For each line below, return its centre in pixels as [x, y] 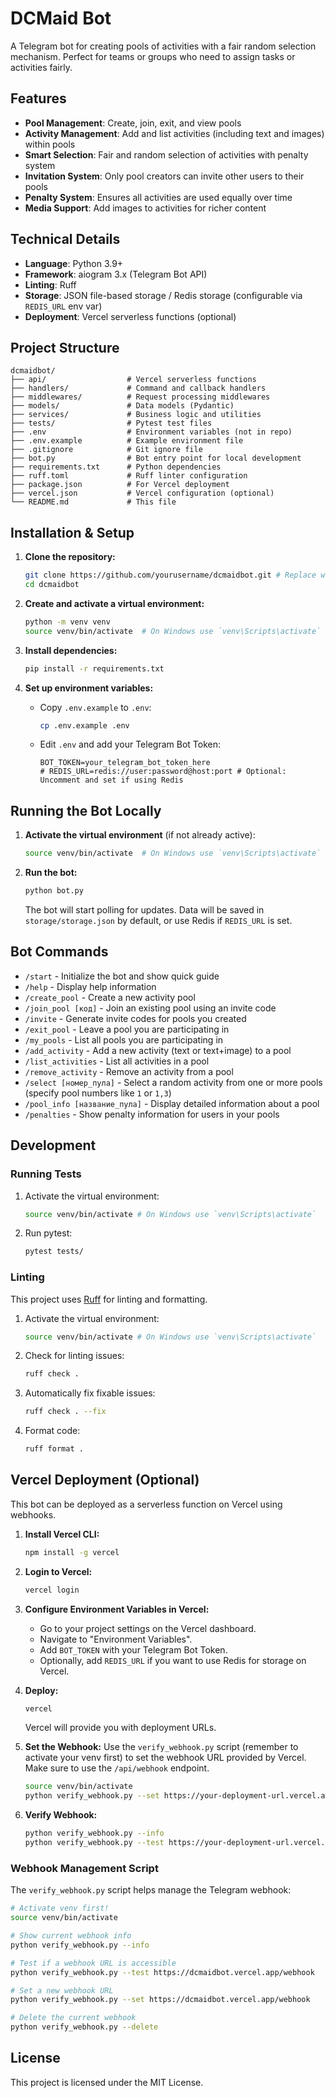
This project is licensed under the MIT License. [107, 2082]
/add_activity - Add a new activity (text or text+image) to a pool [158, 1050]
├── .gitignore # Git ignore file [106, 450]
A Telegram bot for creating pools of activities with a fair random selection [163, 46]
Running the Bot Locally [86, 810]
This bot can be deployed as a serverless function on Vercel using [146, 1504]
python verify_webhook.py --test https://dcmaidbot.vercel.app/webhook [162, 1972]
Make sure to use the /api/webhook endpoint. [117, 1768]
